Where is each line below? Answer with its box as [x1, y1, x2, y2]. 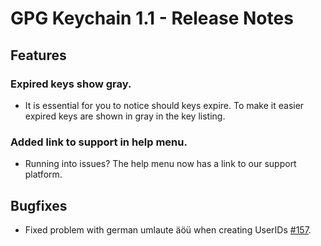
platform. [24, 168, 63, 181]
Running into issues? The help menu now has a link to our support [24, 158, 297, 170]
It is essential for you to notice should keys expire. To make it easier [24, 99, 305, 111]
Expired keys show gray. [10, 77, 132, 91]
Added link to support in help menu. [10, 135, 188, 149]
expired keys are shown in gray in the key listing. [24, 110, 226, 122]
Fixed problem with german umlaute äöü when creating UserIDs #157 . [24, 223, 312, 236]
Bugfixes [10, 197, 68, 214]
